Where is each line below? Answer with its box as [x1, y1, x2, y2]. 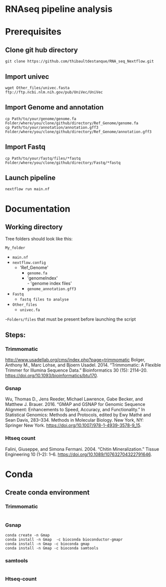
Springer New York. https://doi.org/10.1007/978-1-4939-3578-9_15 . [5, 422, 142, 429]
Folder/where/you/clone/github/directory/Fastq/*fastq [5, 160, 121, 165]
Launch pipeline [5, 174, 56, 182]
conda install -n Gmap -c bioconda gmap [5, 541, 90, 546]
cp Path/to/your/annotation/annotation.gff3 [5, 125, 99, 130]
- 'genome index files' [27, 281, 72, 287]
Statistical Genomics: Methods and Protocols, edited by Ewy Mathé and [5, 412, 151, 418]
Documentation [5, 203, 71, 214]
